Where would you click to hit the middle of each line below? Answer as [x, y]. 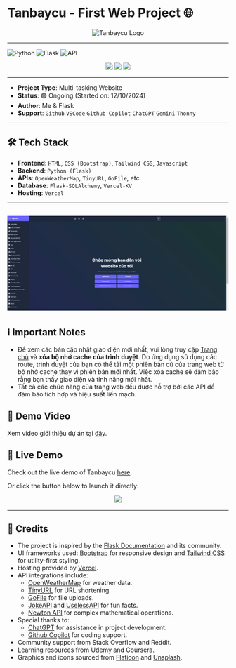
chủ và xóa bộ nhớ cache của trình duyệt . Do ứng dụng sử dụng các [117, 357]
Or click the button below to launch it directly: [73, 486]
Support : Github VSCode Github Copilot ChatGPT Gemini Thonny [106, 113]
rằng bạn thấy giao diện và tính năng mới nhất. [85, 380]
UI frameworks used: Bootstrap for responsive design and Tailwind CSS [121, 553]
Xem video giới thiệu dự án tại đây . [57, 433]
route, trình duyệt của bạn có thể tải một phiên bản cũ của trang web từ [121, 365]
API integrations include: [53, 575]
